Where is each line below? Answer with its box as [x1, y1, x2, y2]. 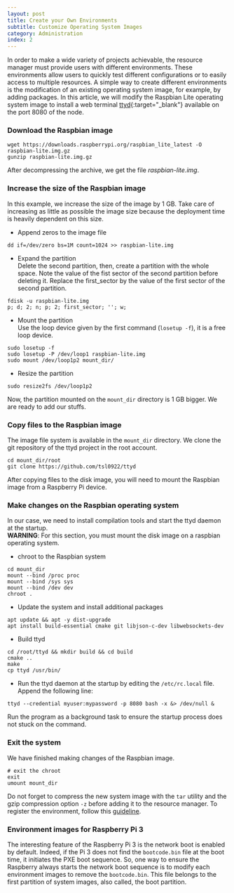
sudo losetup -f [7, 344, 55, 351]
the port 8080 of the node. [7, 108, 84, 117]
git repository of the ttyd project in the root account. [7, 443, 158, 452]
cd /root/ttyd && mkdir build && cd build [7, 648, 133, 656]
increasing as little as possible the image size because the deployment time [7, 207, 226, 215]
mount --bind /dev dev [7, 585, 74, 592]
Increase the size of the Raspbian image [7, 183, 146, 193]
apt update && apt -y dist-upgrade [7, 616, 111, 624]
